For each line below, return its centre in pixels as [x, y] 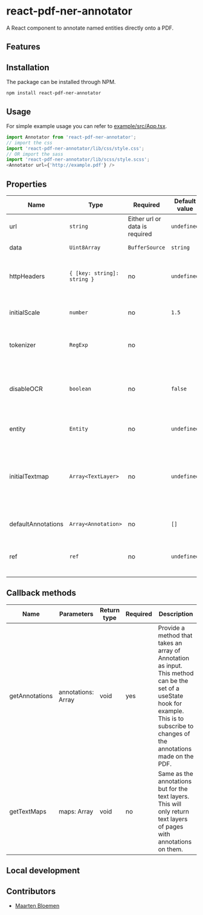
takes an [170, 643]
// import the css [29, 143]
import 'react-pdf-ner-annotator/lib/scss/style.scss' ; [78, 160]
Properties [27, 184]
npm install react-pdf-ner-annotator [54, 93]
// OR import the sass [35, 154]
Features [23, 47]
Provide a [172, 628]
